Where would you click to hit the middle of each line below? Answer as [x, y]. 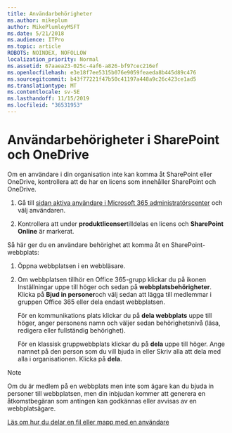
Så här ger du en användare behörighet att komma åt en [89, 245]
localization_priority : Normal [53, 60]
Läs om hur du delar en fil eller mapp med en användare [89, 422]
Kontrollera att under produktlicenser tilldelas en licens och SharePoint [120, 224]
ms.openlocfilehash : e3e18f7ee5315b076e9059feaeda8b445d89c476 [102, 72]
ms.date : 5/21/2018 [36, 33]
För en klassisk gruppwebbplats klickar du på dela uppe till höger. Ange [121, 344]
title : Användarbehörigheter [50, 14]
